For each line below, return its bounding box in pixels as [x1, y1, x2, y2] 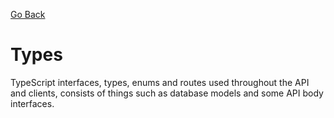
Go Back [10, 9, 46, 20]
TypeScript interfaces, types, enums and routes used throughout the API [10, 76, 310, 88]
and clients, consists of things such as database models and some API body [10, 87, 324, 99]
